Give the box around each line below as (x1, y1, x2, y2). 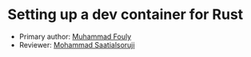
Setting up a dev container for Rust (7, 6, 244, 24)
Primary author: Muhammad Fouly (18, 32, 132, 41)
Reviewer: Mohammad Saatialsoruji (18, 40, 135, 49)
